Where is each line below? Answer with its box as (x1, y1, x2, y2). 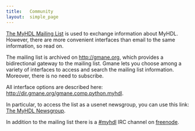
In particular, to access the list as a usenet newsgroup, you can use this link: (6, 101, 190, 108)
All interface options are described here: (6, 83, 103, 90)
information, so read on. (6, 42, 64, 49)
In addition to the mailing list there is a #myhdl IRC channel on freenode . (6, 118, 179, 125)
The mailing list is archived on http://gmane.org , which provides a (6, 54, 163, 61)
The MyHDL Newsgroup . (6, 107, 66, 114)
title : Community (6, 8, 54, 15)
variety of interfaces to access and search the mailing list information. (6, 66, 174, 73)
